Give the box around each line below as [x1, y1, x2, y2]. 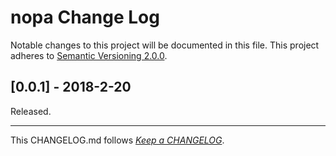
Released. [10, 105, 52, 117]
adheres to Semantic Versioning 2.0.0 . [10, 49, 168, 61]
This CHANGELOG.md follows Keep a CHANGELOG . [10, 134, 225, 146]
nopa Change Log [10, 6, 160, 29]
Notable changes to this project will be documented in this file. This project [10, 39, 320, 51]
